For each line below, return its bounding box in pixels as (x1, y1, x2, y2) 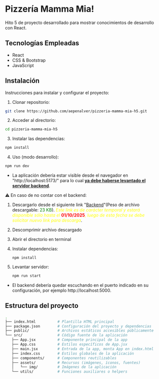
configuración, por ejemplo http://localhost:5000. (12, 287, 111, 293)
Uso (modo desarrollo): (12, 154, 59, 160)
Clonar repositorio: (12, 99, 50, 105)
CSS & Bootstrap (12, 57, 46, 63)
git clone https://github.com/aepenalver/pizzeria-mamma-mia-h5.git (5, 109, 147, 114)
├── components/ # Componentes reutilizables (11, 355, 117, 360)
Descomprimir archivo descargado (12, 227, 82, 233)
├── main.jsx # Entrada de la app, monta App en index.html (11, 346, 154, 351)
